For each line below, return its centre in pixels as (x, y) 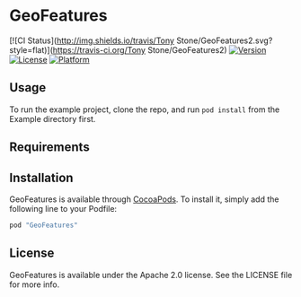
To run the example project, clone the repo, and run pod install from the (145, 109)
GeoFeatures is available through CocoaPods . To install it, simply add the (144, 199)
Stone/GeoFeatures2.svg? (225, 40)
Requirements (49, 148)
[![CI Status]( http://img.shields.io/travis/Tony (92, 40)
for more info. (35, 284)
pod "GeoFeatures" (44, 225)
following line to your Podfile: (63, 208)
